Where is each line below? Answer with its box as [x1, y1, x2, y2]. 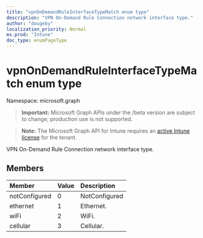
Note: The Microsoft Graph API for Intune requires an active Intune [21, 127, 190, 135]
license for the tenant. [21, 133, 77, 141]
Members [6, 163, 44, 174]
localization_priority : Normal [6, 26, 86, 32]
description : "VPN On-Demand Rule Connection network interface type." [6, 15, 193, 21]
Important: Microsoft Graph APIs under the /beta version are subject [21, 108, 195, 116]
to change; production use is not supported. [21, 115, 133, 122]
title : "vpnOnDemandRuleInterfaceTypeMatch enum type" [6, 9, 150, 15]
